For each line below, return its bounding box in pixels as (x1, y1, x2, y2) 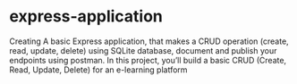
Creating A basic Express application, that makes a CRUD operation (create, (9, 36, 289, 46)
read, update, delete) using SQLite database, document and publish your (9, 45, 277, 55)
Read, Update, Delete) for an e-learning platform (9, 64, 188, 75)
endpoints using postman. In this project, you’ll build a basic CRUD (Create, (9, 55, 287, 65)
